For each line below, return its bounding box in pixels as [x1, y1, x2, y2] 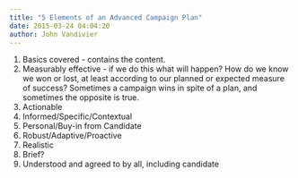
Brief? [22, 149, 45, 160]
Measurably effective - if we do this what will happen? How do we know [22, 64, 289, 74]
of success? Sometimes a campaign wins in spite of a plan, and [22, 82, 258, 94]
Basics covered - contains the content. [22, 55, 166, 65]
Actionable [22, 102, 63, 113]
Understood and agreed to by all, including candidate [22, 158, 220, 170]
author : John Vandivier [9, 30, 99, 38]
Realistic [22, 140, 54, 150]
